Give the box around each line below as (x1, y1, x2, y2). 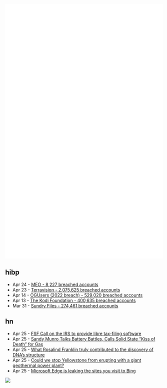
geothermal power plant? (12, 362, 64, 368)
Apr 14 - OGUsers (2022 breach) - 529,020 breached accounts (12, 292, 143, 298)
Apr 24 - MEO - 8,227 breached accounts (12, 281, 98, 287)
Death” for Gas (12, 341, 43, 347)
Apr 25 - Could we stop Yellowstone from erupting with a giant (12, 357, 141, 363)
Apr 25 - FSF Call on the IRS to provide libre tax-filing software (12, 330, 141, 336)
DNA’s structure (12, 351, 45, 357)
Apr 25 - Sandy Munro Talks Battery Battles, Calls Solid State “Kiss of (12, 335, 155, 341)
